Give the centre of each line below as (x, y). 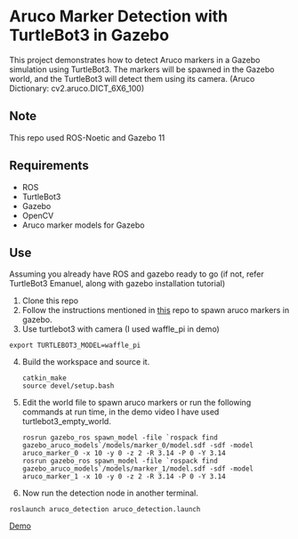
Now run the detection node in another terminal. (110, 493)
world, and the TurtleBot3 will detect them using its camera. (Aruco (132, 78)
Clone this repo (50, 301)
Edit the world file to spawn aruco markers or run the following (137, 403)
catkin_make (44, 378)
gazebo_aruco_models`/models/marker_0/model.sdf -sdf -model (138, 446)
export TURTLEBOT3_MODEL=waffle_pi (75, 346)
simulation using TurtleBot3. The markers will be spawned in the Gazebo (142, 69)
